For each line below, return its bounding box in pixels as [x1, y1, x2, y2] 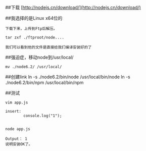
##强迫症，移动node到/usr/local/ [5, 55, 74, 60]
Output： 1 [5, 136, 28, 141]
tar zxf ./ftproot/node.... [5, 35, 65, 40]
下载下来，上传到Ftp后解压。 [5, 26, 58, 31]
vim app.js [5, 100, 28, 105]
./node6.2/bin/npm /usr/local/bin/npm [5, 80, 84, 85]
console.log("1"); [23, 113, 62, 118]
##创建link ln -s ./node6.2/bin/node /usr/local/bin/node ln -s [5, 74, 130, 80]
